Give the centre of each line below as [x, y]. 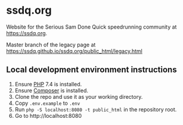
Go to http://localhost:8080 [48, 115]
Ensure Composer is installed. [51, 90]
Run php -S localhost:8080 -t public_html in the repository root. [96, 109]
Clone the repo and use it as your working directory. [79, 96]
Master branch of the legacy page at [51, 45]
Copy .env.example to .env [47, 103]
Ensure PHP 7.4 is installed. [48, 84]
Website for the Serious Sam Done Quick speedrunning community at [91, 27]
